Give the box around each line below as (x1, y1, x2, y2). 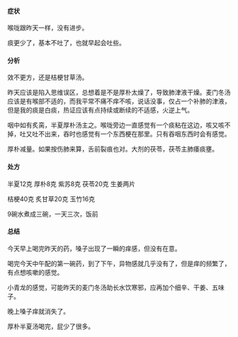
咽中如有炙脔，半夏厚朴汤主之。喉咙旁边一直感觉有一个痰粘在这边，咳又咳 (7, 121, 225, 130)
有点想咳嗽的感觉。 (7, 268, 64, 276)
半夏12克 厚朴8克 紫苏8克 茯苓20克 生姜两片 (7, 179, 136, 188)
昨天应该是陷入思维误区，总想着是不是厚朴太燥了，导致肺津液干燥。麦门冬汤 (7, 88, 231, 97)
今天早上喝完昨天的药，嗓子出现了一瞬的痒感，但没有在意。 (7, 244, 181, 253)
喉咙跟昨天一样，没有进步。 (7, 23, 89, 32)
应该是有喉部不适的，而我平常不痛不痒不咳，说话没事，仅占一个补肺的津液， (7, 97, 231, 105)
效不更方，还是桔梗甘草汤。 (7, 73, 89, 81)
